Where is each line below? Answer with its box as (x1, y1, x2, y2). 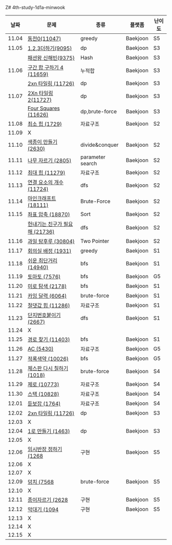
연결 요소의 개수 (27, 179, 64, 186)
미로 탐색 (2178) (27, 283, 67, 289)
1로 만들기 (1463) (27, 428, 70, 435)
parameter (80, 153, 106, 161)
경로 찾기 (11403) (27, 336, 70, 343)
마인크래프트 (27, 195, 56, 202)
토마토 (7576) (27, 273, 61, 280)
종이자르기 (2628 (27, 496, 68, 503)
